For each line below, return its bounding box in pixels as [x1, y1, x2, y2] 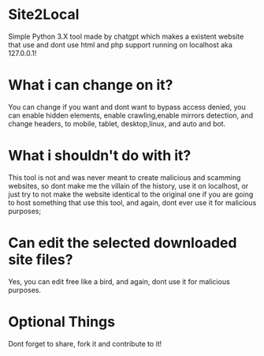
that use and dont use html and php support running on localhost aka [8, 39, 232, 49]
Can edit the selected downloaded [8, 234, 237, 252]
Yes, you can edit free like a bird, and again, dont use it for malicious [8, 276, 230, 286]
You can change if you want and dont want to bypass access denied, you [8, 102, 247, 111]
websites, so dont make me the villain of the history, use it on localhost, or [8, 181, 249, 190]
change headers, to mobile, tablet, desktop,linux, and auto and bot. [8, 118, 226, 128]
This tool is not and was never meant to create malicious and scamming [8, 172, 241, 182]
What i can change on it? [8, 77, 173, 94]
